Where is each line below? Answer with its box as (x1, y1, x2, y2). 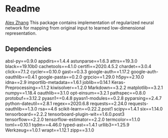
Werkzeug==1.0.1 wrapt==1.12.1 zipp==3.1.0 (5, 127, 94, 133)
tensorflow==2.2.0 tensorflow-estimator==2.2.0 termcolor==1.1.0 (5, 116, 140, 122)
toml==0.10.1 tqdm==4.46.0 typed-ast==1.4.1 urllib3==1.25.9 (5, 121, 129, 127)
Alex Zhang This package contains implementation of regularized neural (5, 19, 154, 25)
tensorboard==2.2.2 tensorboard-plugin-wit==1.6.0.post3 (5, 111, 125, 117)
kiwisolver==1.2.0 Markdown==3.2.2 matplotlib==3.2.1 (50, 84, 163, 90)
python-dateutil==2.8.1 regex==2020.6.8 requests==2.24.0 (5, 100, 127, 106)
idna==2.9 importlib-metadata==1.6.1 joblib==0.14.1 (5, 79, 110, 85)
